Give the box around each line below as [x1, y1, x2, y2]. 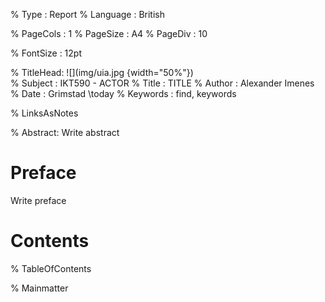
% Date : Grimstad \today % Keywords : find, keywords [10, 88, 237, 99]
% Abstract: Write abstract [10, 127, 120, 138]
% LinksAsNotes [10, 107, 79, 119]
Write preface [10, 194, 67, 206]
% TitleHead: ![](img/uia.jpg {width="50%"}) [10, 67, 194, 78]
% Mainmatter [10, 282, 69, 294]
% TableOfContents [10, 262, 92, 274]
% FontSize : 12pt [10, 47, 82, 59]
